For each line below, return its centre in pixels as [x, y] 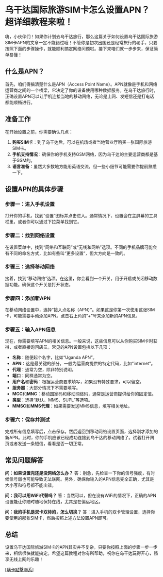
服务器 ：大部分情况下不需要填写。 [46, 388]
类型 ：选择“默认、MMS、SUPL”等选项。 [52, 400]
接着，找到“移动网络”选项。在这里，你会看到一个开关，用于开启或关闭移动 [79, 278]
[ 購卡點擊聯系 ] [19, 570]
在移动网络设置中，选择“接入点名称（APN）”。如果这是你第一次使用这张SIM [80, 310]
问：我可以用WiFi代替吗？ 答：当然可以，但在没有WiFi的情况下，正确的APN [81, 495]
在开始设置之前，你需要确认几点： [39, 132]
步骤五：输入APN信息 [30, 330]
